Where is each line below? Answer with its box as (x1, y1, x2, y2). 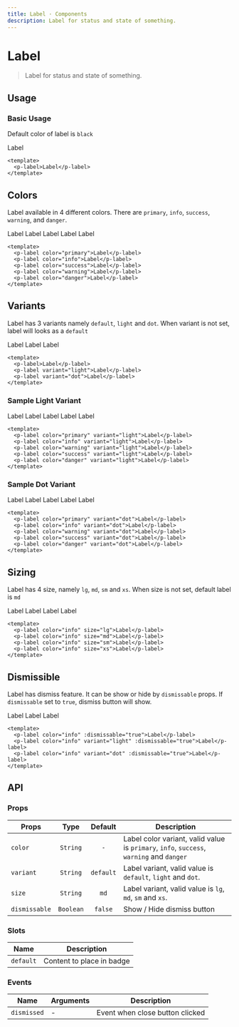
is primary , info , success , (123, 842, 206, 852)
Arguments (51, 996, 90, 1006)
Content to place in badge (43, 956, 130, 966)
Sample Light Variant (7, 395, 82, 405)
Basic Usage (7, 113, 52, 123)
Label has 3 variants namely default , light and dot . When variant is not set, (7, 319, 230, 327)
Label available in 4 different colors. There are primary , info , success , (7, 208, 211, 216)
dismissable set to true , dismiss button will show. (7, 697, 152, 706)
